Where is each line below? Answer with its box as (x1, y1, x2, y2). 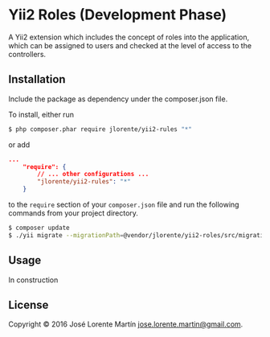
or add (8, 139, 31, 150)
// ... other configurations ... (37, 171, 149, 179)
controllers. (8, 49, 47, 59)
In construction (8, 275, 59, 285)
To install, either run (8, 109, 75, 119)
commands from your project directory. (8, 208, 139, 218)
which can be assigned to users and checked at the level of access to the (8, 40, 252, 50)
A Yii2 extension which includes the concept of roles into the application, (8, 32, 250, 42)
